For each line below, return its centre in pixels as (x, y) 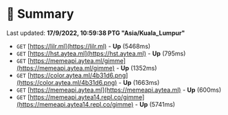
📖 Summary (40, 14)
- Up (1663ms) (139, 82)
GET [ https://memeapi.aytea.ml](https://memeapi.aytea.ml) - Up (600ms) (118, 90)
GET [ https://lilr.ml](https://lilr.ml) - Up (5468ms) (83, 46)
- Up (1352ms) (136, 68)
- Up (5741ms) (155, 104)
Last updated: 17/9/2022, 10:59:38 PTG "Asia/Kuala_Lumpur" (96, 33)
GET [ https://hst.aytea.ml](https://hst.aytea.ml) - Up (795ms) (101, 53)
